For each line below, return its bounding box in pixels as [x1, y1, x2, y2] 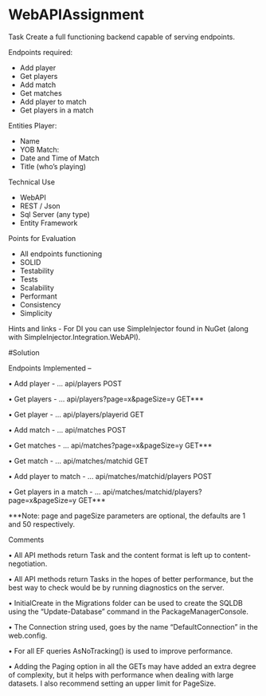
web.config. [8, 631, 48, 640]
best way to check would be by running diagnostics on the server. [8, 583, 225, 592]
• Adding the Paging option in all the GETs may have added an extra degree [8, 661, 256, 671]
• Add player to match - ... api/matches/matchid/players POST [8, 471, 213, 480]
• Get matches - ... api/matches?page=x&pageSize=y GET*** [8, 441, 213, 450]
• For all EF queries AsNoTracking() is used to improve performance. [8, 646, 233, 655]
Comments [8, 535, 45, 544]
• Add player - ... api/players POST [8, 378, 122, 388]
